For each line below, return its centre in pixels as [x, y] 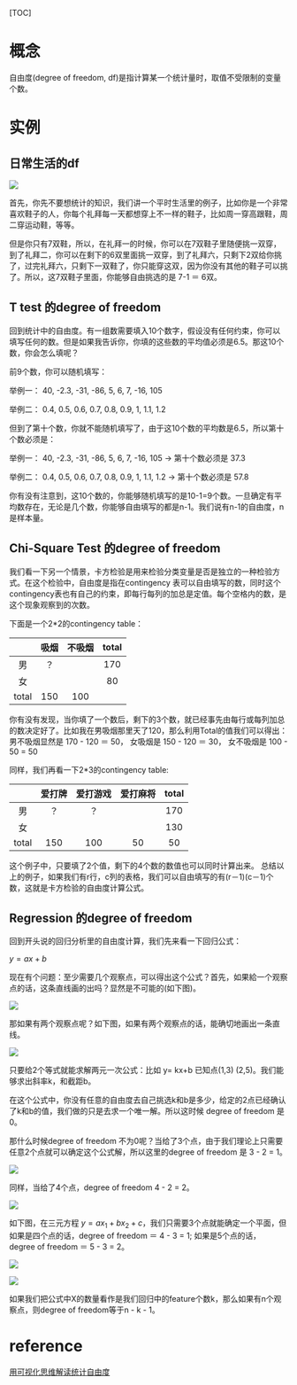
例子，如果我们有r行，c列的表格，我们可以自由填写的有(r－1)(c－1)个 [149, 876]
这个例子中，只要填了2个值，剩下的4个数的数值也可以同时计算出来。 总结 [143, 865]
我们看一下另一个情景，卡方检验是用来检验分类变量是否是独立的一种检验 [141, 572]
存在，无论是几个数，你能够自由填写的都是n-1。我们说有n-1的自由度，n [154, 506]
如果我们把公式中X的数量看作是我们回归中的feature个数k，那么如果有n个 [141, 1299]
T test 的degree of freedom [85, 308]
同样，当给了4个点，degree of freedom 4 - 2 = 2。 [102, 1187]
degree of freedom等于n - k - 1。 [100, 1310]
